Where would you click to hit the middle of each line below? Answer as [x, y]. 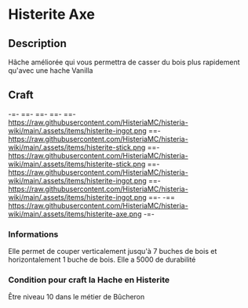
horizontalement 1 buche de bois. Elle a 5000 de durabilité [102, 259]
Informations [33, 234]
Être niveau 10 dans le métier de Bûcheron [77, 297]
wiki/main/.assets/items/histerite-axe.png [75, 214]
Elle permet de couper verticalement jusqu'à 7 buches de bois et [113, 252]
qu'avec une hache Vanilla [51, 71]
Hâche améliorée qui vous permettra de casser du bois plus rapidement [124, 62]
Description [37, 43]
